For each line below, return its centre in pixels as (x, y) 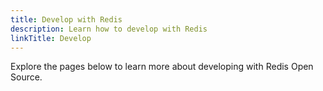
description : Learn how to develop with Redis (109, 29)
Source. (26, 77)
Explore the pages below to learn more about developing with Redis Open (162, 67)
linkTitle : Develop (51, 38)
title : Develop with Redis (66, 19)
